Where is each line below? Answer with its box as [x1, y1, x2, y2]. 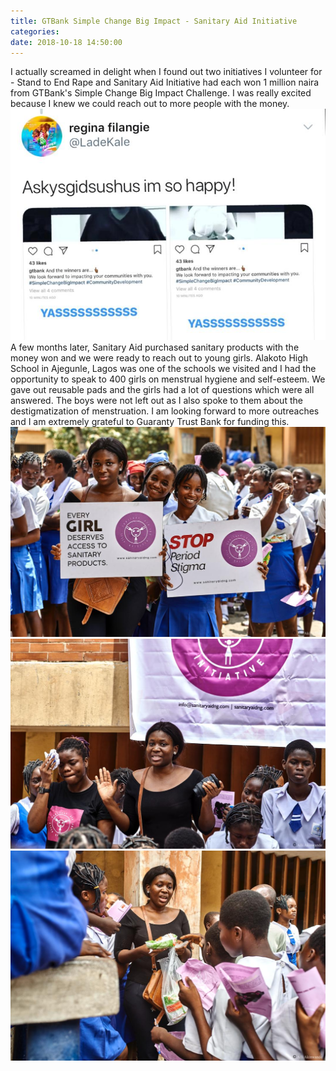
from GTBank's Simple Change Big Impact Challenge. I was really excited [10, 87, 312, 99]
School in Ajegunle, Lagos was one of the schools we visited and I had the [10, 362, 317, 374]
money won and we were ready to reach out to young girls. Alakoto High [10, 351, 309, 364]
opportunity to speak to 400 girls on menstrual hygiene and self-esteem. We [10, 373, 326, 385]
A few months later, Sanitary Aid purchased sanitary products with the [10, 341, 300, 353]
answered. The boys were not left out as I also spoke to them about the [10, 394, 303, 406]
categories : [10, 26, 60, 37]
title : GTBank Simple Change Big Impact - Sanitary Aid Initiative [10, 16, 298, 26]
